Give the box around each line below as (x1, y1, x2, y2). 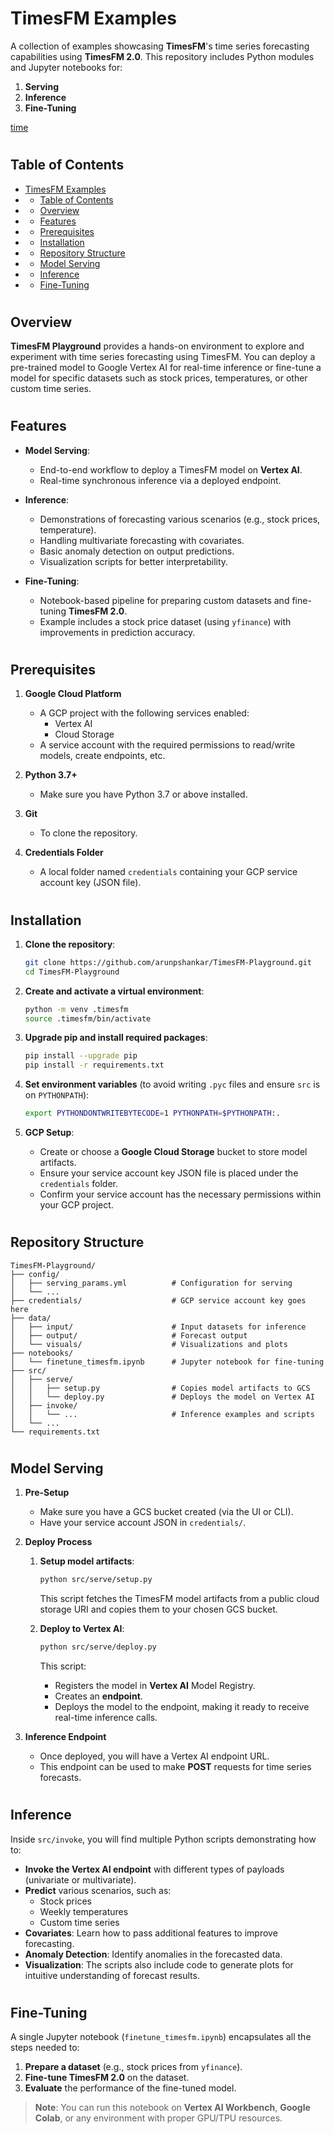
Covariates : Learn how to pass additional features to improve (24, 1927, 278, 1939)
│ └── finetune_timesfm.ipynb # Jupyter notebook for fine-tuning (10, 1357, 325, 1367)
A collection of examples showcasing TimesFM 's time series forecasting (10, 40, 310, 52)
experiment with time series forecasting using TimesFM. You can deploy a (10, 351, 316, 363)
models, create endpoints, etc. (39, 750, 166, 762)
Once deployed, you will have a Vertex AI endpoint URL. (39, 1750, 270, 1762)
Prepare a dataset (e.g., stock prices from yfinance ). (24, 2061, 243, 2073)
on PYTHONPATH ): (24, 1089, 90, 1101)
